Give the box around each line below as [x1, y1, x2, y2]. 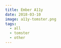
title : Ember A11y [5, 7, 43, 12]
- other [9, 35, 26, 40]
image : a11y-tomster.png [5, 16, 57, 21]
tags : [5, 21, 16, 26]
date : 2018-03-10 [5, 12, 41, 17]
